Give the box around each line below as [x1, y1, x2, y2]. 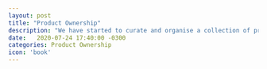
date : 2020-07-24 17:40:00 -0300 [8, 33, 126, 42]
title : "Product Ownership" [8, 19, 102, 27]
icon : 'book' [8, 48, 52, 56]
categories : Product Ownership [8, 41, 112, 49]
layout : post [8, 11, 52, 20]
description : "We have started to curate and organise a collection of [8, 26, 250, 34]
